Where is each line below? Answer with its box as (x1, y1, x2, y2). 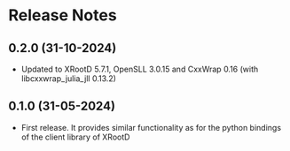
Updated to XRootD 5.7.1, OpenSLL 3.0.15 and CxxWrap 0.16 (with (20, 64, 259, 74)
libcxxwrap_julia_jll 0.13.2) (20, 73, 117, 84)
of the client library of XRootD (20, 132, 130, 142)
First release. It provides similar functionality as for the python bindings (20, 122, 281, 132)
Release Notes (8, 5, 117, 26)
